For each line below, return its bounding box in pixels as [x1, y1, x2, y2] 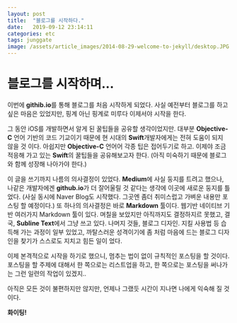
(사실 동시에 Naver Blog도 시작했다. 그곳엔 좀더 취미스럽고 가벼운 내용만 [22, 192, 221, 201]
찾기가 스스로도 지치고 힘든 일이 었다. [20, 236, 122, 245]
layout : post [7, 10, 46, 18]
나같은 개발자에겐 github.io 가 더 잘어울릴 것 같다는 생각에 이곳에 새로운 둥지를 [7, 183, 223, 192]
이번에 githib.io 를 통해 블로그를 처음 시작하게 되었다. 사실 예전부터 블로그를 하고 [7, 100, 229, 109]
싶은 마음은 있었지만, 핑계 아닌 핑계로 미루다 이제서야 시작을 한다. [7, 109, 187, 117]
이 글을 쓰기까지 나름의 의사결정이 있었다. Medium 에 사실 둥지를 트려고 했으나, [7, 175, 224, 183]
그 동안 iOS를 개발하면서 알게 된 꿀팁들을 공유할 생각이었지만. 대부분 [7, 124, 195, 133]
